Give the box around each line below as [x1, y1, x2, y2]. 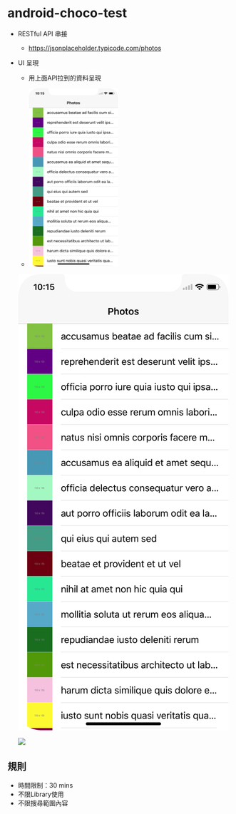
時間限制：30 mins [17, 780, 73, 789]
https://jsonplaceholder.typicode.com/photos [28, 43, 162, 52]
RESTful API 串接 [17, 29, 68, 38]
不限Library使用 [17, 790, 64, 798]
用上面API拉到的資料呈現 [28, 73, 101, 82]
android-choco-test [7, 5, 127, 21]
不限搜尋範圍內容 [17, 798, 68, 807]
